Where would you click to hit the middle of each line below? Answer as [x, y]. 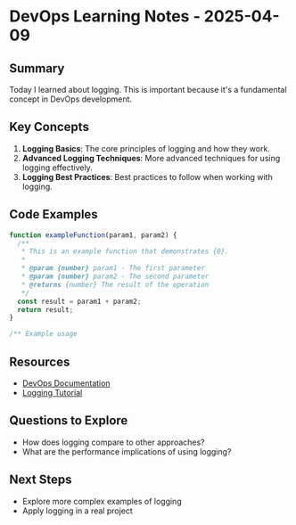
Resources [40, 361]
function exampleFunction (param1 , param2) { [93, 235]
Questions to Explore [69, 421]
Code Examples [53, 214]
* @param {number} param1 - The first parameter [113, 268]
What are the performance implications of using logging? [127, 451]
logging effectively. [58, 168]
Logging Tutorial [52, 392]
